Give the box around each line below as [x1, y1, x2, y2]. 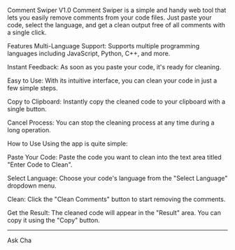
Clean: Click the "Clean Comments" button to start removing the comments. [7, 195, 226, 203]
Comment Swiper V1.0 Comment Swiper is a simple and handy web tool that [7, 6, 227, 14]
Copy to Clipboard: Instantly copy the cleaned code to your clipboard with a [7, 97, 226, 106]
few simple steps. [7, 84, 58, 92]
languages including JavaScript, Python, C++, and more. [7, 49, 171, 57]
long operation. [7, 126, 51, 134]
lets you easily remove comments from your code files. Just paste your [7, 13, 212, 22]
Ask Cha [7, 236, 32, 244]
